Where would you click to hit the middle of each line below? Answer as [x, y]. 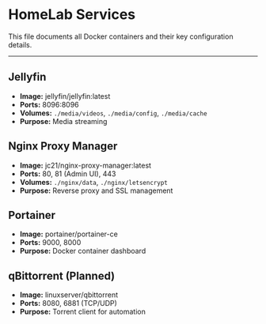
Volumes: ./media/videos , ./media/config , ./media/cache [113, 113]
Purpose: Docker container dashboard [83, 251]
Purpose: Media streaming [63, 121]
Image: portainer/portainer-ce [69, 234]
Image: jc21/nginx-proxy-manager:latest [85, 165]
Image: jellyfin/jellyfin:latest [65, 96]
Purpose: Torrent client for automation [83, 312]
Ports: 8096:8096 [49, 104]
